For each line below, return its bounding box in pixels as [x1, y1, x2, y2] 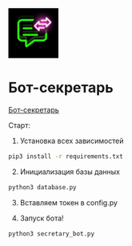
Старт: [8, 120, 30, 130]
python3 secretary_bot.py [8, 229, 94, 238]
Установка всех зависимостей [19, 136, 124, 145]
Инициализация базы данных [19, 167, 121, 177]
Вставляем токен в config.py [19, 197, 118, 207]
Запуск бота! [19, 213, 64, 223]
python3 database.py [8, 183, 78, 191]
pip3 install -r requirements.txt [8, 152, 124, 161]
